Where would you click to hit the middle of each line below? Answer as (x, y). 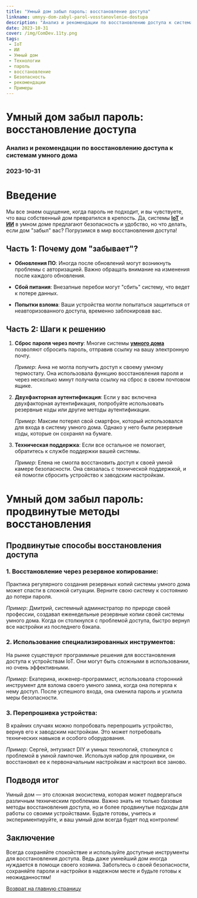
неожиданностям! (29, 877)
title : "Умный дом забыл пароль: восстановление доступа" (78, 11)
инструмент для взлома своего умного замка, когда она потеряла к (91, 685)
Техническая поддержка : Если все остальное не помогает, (90, 445)
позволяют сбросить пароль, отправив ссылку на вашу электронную (102, 350)
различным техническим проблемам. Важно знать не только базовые (94, 800)
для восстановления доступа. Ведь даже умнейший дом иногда (86, 858)
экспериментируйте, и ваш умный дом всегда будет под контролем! (92, 819)
